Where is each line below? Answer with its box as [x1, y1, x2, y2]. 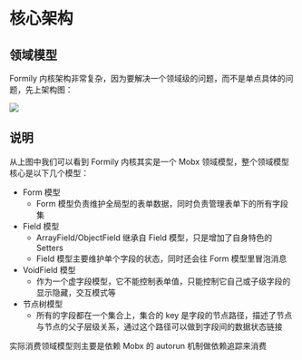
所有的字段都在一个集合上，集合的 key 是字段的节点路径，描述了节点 [35, 309, 293, 320]
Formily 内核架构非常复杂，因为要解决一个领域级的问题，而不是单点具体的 [9, 73, 286, 83]
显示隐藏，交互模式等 [35, 287, 116, 297]
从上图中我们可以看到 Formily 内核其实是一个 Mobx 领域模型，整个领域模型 [9, 156, 290, 167]
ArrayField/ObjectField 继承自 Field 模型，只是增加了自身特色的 [35, 232, 273, 243]
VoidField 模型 [22, 264, 76, 275]
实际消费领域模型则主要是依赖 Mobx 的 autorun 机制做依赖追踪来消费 [9, 340, 268, 351]
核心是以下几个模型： [9, 167, 89, 178]
